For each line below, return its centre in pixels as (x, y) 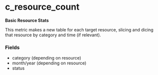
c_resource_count (42, 7)
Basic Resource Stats (27, 20)
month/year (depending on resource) (49, 63)
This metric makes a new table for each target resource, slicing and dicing (79, 30)
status (18, 68)
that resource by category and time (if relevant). (53, 35)
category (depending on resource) (47, 58)
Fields (12, 47)
